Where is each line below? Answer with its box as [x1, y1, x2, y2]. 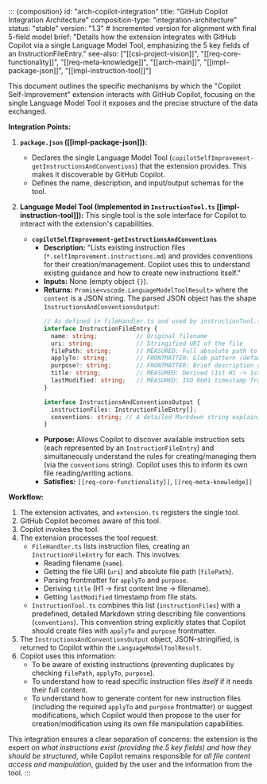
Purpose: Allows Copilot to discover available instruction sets [43, 435, 245, 444]
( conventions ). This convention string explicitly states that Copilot [31, 618, 246, 627]
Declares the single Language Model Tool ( [31, 153, 172, 162]
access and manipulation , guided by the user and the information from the [8, 759, 253, 770]
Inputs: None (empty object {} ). [43, 277, 149, 285]
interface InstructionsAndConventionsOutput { [43, 398, 201, 406]
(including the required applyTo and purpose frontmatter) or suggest [31, 702, 253, 712]
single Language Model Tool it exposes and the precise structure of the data [8, 99, 258, 107]
